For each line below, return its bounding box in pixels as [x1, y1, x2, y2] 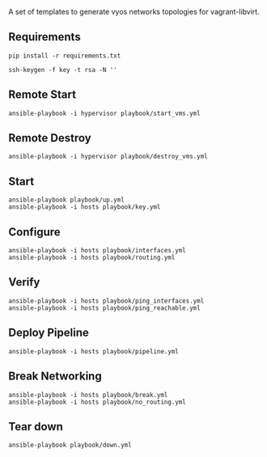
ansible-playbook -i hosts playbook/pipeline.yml [8, 347, 180, 355]
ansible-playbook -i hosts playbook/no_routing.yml [8, 398, 186, 406]
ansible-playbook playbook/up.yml [8, 196, 125, 205]
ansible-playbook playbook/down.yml [8, 441, 132, 450]
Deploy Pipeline [8, 326, 89, 340]
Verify [8, 275, 40, 290]
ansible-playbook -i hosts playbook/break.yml [8, 391, 168, 399]
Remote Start [8, 88, 77, 102]
